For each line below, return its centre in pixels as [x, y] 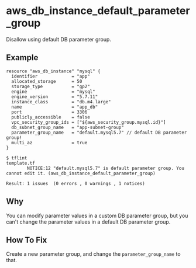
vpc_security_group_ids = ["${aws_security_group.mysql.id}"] [89, 122]
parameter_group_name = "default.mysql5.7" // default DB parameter [99, 133]
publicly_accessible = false [51, 117]
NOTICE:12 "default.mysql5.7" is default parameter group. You [106, 168]
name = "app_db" [55, 107]
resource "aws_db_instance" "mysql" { [53, 71]
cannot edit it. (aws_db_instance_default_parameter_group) [81, 173]
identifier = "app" [51, 76]
